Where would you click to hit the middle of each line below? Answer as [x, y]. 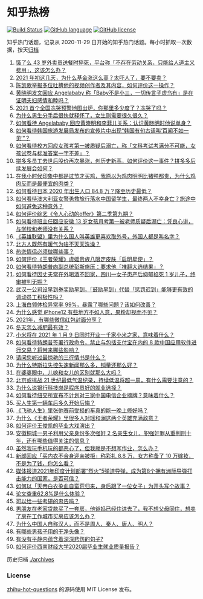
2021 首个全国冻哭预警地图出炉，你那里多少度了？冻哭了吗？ [91, 108]
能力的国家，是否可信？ [50, 478]
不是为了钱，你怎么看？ [45, 463]
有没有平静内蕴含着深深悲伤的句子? [59, 538]
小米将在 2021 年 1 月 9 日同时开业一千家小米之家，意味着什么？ [95, 335]
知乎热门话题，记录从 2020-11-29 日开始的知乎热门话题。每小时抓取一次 [97, 42]
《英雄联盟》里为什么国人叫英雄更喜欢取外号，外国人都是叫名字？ [98, 236]
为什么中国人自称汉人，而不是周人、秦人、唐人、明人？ [84, 523]
